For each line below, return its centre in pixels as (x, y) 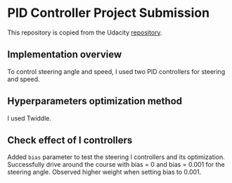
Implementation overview (64, 55)
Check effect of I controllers (70, 140)
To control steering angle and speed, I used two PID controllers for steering (116, 71)
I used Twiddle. (29, 118)
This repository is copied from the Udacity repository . (85, 32)
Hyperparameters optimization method (95, 101)
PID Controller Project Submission (108, 13)
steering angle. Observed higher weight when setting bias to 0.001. (104, 172)
